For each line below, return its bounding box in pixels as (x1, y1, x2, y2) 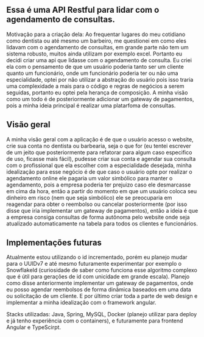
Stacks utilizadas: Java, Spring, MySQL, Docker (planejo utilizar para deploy (6, 311, 197, 318)
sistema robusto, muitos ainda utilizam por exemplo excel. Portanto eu (6, 50, 183, 57)
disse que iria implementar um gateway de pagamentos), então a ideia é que (6, 207, 199, 214)
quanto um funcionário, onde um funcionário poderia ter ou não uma (6, 69, 178, 77)
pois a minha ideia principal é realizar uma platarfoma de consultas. (6, 102, 176, 109)
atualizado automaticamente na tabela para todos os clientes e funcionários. (6, 219, 198, 227)
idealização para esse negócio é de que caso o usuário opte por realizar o (6, 168, 193, 176)
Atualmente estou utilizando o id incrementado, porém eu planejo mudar (6, 254, 188, 261)
